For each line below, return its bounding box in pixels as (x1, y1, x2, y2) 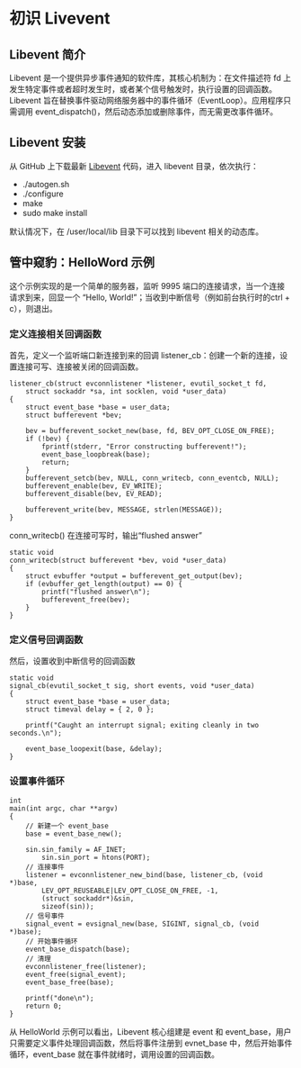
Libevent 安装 (9, 135, 86, 150)
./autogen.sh (22, 178, 70, 189)
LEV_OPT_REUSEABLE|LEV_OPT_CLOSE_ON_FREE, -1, (41, 886, 219, 895)
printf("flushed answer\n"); (41, 587, 151, 596)
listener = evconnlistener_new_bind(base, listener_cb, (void (25, 870, 263, 879)
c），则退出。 (9, 303, 58, 313)
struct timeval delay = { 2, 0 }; (25, 705, 155, 714)
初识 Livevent (9, 8, 111, 29)
